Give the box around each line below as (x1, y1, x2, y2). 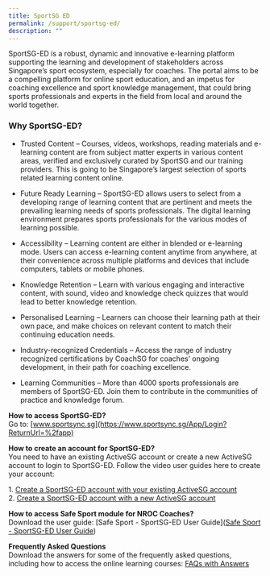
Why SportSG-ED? (8, 120, 83, 131)
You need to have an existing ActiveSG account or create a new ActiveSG (8, 452, 252, 462)
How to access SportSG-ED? (8, 410, 106, 420)
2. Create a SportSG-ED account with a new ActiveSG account (8, 493, 216, 503)
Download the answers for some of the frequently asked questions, (8, 549, 232, 560)
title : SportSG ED (8, 11, 70, 20)
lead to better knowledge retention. (19, 296, 137, 306)
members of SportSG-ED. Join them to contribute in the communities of (19, 386, 258, 396)
